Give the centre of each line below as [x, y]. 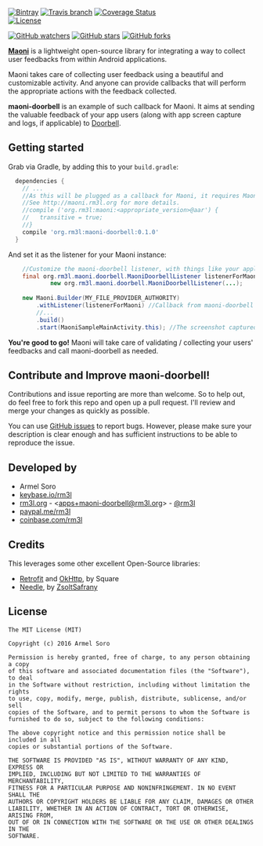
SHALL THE [24, 795]
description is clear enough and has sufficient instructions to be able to [123, 434]
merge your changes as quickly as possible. [79, 411]
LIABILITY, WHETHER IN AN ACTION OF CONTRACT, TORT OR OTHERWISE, [119, 808]
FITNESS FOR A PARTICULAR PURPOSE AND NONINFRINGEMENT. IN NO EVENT [122, 788]
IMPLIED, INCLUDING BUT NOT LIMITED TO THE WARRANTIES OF [104, 774]
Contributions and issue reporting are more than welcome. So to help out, [126, 394]
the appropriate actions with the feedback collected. [92, 91]
